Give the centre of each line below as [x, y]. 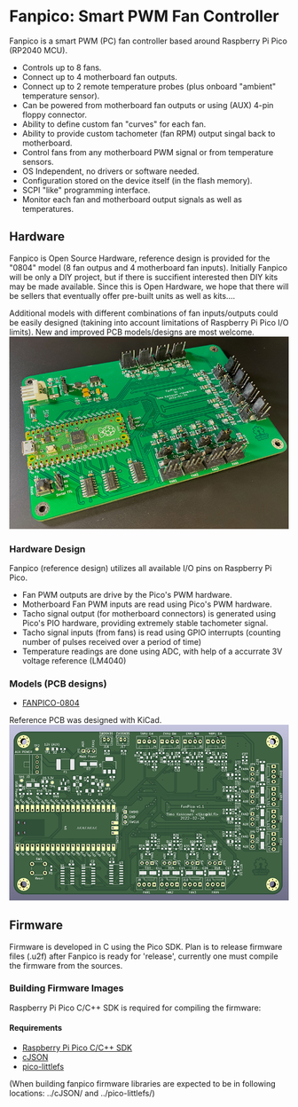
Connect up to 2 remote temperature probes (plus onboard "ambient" [149, 86]
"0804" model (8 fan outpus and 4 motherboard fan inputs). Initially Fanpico [149, 267]
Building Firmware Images [67, 988]
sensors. [38, 161]
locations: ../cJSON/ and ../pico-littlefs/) [82, 1094]
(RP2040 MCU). [39, 50]
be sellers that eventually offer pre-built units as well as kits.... [122, 295]
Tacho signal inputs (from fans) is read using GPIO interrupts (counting [151, 632]
